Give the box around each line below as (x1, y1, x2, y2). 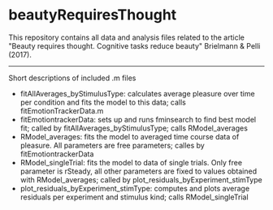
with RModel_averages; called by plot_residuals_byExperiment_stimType (19, 174, 262, 184)
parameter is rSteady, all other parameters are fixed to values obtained (19, 166, 258, 176)
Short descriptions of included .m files (8, 73, 136, 83)
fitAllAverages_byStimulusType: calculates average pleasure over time (19, 88, 255, 98)
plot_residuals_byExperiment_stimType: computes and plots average (19, 183, 250, 193)
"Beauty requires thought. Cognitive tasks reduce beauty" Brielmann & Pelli (8, 41, 261, 50)
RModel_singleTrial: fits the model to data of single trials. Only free (19, 157, 242, 167)
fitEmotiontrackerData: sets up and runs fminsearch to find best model (19, 114, 257, 124)
